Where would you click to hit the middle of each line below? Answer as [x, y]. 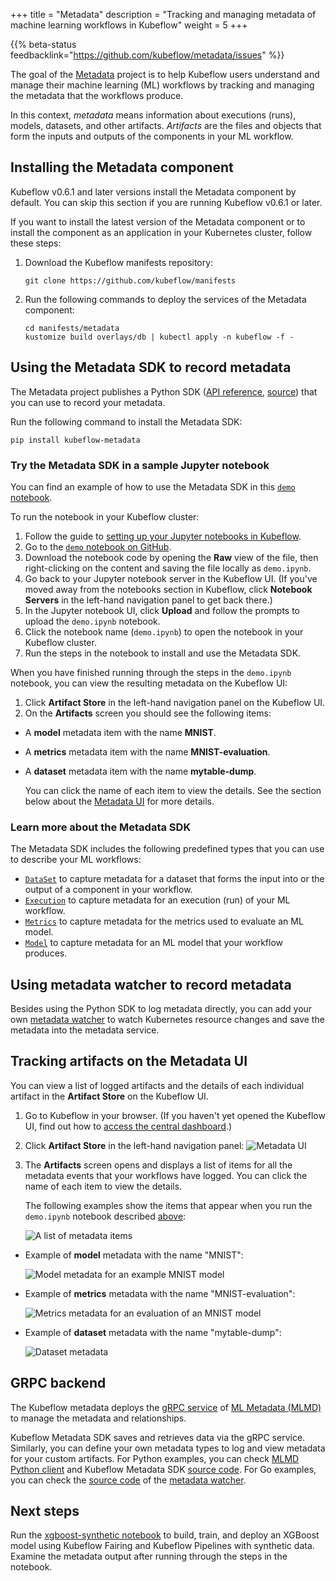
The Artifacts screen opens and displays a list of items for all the [158, 1165]
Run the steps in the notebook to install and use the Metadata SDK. [163, 653]
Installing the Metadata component [122, 167]
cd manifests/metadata [72, 328]
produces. [46, 953]
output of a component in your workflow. [108, 890]
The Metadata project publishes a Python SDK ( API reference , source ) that [164, 391]
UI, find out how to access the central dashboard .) [128, 1126]
